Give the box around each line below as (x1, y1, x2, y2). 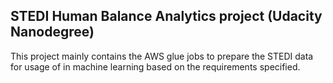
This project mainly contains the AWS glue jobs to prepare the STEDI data (10, 50, 314, 62)
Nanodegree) (10, 24, 95, 41)
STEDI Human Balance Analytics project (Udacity (10, 8, 323, 25)
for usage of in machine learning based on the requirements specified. (10, 60, 301, 73)
